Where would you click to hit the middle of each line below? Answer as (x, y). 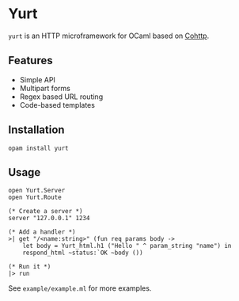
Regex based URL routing (61, 97)
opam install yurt (38, 148)
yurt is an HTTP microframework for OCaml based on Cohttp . (109, 36)
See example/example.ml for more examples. (80, 288)
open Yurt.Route (35, 198)
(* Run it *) (30, 267)
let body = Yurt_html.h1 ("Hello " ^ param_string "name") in (127, 246)
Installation (36, 130)
